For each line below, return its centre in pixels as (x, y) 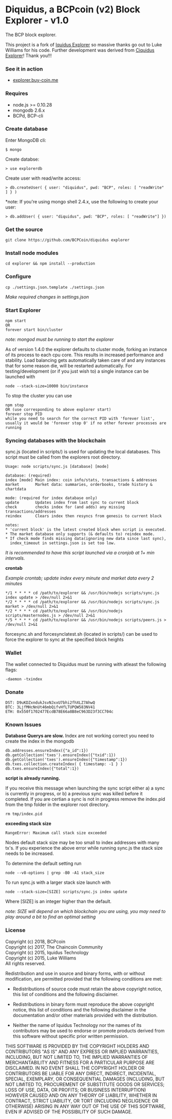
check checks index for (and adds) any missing (65, 507)
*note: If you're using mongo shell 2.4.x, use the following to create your (82, 201)
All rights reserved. (25, 963)
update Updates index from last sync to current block (72, 503)
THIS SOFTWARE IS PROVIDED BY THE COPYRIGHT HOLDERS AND (78, 1046)
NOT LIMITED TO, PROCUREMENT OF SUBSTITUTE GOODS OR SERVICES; (85, 1084)
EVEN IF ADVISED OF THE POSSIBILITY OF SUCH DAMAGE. (69, 1112)
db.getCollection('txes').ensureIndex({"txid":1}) (61, 755)
